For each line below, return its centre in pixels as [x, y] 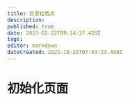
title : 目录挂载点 [31, 13]
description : [26, 20]
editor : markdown [32, 46]
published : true [31, 26]
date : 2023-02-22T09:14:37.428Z [54, 33]
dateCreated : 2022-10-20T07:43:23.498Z [65, 53]
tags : [15, 39]
